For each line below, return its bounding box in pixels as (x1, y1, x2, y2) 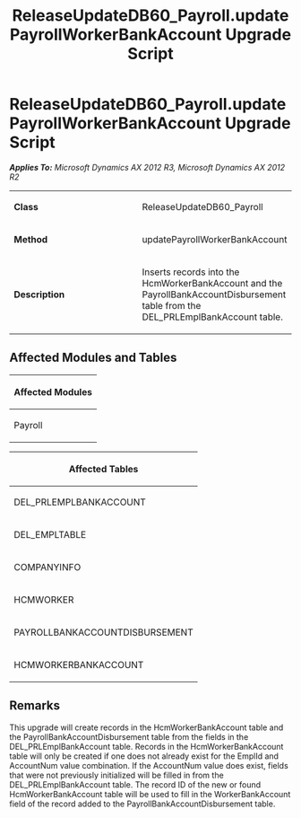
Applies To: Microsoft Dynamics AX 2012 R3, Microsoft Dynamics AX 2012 (9, 162, 286, 172)
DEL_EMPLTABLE (13, 528, 87, 541)
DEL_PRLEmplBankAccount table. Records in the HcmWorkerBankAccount (9, 741, 284, 752)
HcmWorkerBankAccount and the (142, 277, 283, 289)
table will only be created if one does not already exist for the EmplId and (9, 751, 279, 761)
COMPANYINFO (13, 560, 82, 573)
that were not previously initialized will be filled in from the (9, 770, 224, 780)
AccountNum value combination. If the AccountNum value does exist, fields (9, 760, 288, 770)
